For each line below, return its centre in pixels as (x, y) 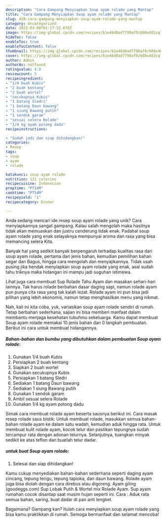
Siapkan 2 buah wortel (35, 367)
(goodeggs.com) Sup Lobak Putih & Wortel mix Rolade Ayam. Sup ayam (78, 489)
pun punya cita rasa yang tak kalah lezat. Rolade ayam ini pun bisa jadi (77, 292)
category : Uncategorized (31, 23)
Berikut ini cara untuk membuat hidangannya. (52, 328)
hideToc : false (21, 38)
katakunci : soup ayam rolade (35, 174)
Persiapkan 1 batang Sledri (40, 378)
